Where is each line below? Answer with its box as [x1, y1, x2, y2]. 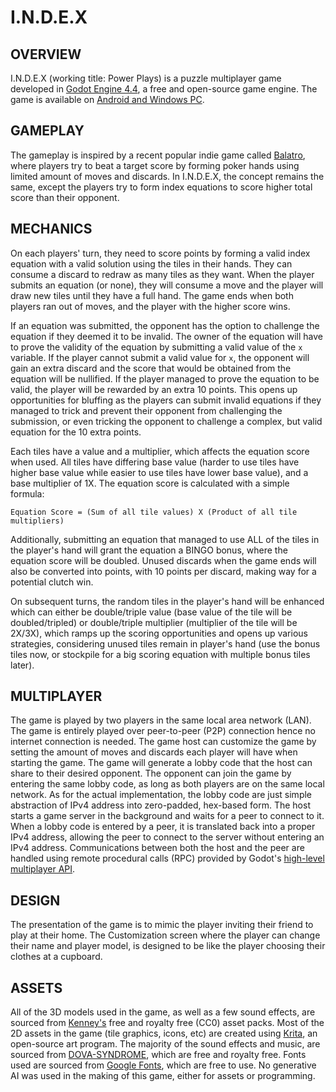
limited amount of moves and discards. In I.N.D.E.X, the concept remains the [10, 170, 325, 182]
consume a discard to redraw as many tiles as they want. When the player [10, 268, 315, 280]
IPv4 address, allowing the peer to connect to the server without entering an [10, 831, 325, 843]
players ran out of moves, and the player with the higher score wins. [10, 300, 291, 312]
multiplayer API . [10, 863, 76, 875]
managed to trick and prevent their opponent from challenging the [10, 404, 283, 416]
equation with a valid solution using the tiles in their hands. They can [10, 257, 293, 270]
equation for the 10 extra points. [10, 426, 142, 438]
